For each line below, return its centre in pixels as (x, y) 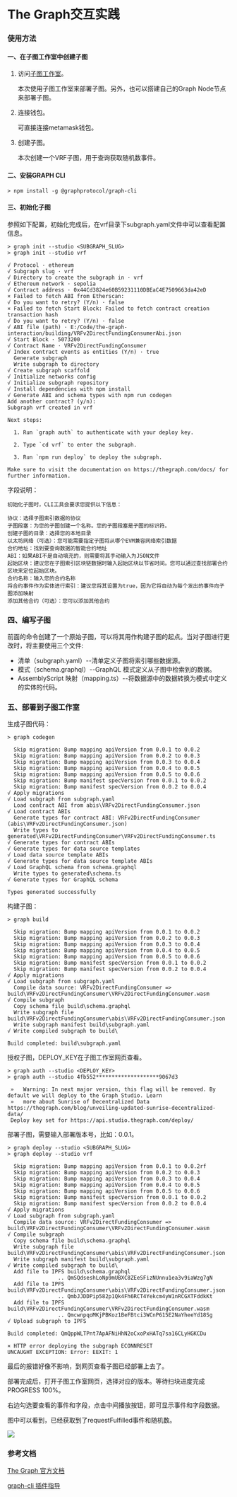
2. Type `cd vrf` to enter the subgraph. (75, 444)
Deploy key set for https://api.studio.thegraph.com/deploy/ (102, 1120)
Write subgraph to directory (56, 364)
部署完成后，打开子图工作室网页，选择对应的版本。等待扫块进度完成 (106, 1382)
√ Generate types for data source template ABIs (80, 861)
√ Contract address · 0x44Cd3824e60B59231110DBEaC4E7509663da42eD (107, 290)
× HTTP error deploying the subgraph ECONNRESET (80, 1346)
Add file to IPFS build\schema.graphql (72, 1272)
